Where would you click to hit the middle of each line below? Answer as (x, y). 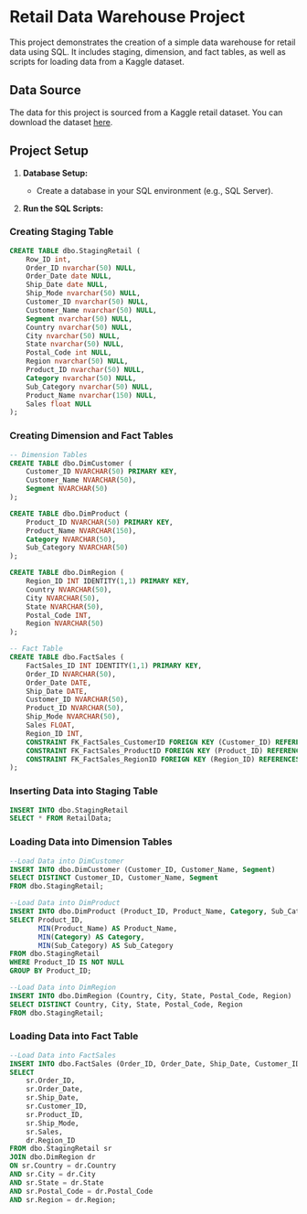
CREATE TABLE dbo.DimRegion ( (67, 573)
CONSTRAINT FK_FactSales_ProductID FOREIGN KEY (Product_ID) (144, 751)
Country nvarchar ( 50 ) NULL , (79, 327)
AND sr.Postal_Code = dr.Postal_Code (81, 1191)
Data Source (45, 90)
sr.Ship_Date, (53, 1098)
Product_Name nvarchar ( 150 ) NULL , (91, 395)
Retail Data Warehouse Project (127, 17)
